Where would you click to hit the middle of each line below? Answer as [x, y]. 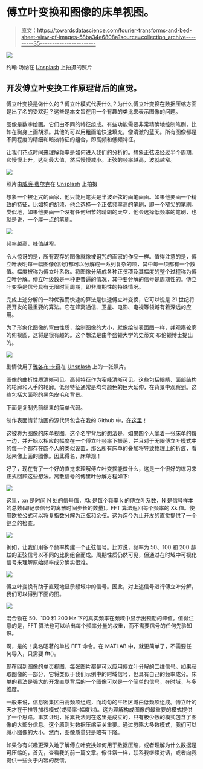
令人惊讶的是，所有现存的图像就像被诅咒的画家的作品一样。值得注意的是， [99, 256]
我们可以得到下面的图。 [35, 594]
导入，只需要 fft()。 [35, 654]
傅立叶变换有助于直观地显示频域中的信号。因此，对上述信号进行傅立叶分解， [101, 586]
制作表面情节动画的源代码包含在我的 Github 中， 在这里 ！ [77, 420]
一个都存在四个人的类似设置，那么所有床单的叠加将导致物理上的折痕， [104, 448]
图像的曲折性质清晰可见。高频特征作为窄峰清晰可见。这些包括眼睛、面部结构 [101, 379]
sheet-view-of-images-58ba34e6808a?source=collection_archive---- [108, 37]
